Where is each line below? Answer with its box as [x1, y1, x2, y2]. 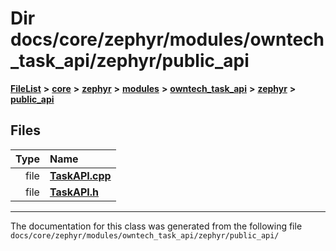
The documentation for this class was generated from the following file [10, 220, 303, 232]
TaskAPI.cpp [49, 168, 112, 182]
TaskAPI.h [49, 185, 100, 199]
